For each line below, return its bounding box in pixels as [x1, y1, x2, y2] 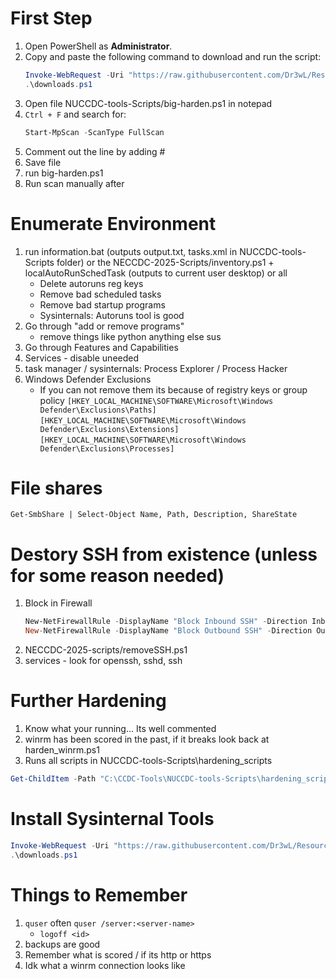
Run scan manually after [24, 177, 125, 189]
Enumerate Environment [10, 212, 217, 235]
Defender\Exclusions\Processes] [39, 443, 175, 454]
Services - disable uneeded [24, 352, 140, 364]
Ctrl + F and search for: [24, 108, 127, 120]
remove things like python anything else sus [39, 330, 222, 342]
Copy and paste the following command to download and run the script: [24, 50, 322, 62]
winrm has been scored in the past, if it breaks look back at [24, 733, 270, 746]
